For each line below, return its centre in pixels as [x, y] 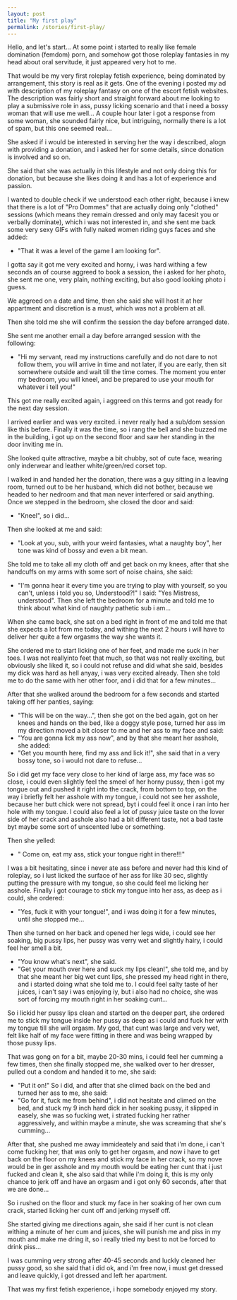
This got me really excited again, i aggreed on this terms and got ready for [115, 401]
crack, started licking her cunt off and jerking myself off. [89, 1211]
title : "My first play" [42, 21]
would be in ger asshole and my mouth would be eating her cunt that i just [115, 1167]
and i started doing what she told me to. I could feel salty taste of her [118, 985]
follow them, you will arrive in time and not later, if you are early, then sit [122, 364]
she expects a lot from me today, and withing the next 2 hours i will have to [116, 629]
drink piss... [24, 1247]
